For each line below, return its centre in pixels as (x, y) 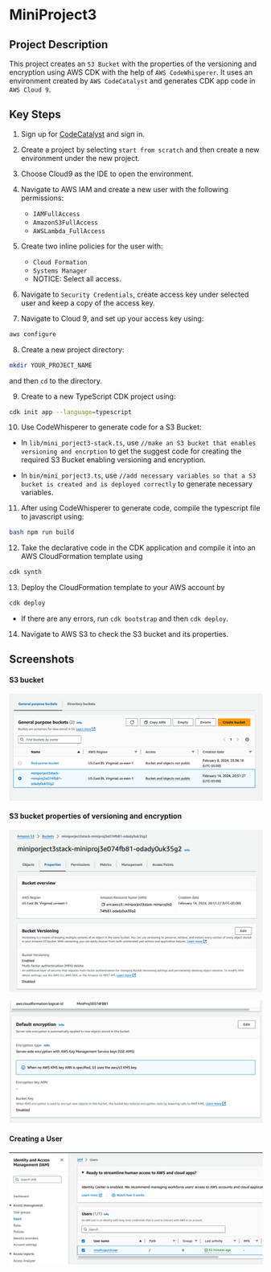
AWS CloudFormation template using (82, 556)
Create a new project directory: (72, 349)
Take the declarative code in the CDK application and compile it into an (138, 548)
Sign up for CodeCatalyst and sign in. (83, 133)
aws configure (33, 334)
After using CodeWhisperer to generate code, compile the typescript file (140, 508)
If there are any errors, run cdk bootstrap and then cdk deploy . (124, 619)
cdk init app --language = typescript (70, 412)
